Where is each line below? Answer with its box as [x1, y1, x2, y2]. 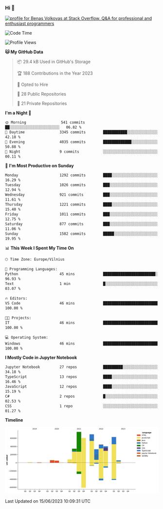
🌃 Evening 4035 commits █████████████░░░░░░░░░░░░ [5, 140, 158, 144]
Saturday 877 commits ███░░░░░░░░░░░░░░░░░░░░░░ [5, 222, 158, 226]
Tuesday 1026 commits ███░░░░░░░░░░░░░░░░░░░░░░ [5, 183, 158, 187]
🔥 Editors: [5, 296, 28, 301]
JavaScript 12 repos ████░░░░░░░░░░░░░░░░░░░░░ [5, 384, 158, 389]
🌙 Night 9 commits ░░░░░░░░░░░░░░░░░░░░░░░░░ [5, 149, 158, 154]
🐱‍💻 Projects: [5, 316, 32, 321]
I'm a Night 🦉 [5, 110, 32, 116]
